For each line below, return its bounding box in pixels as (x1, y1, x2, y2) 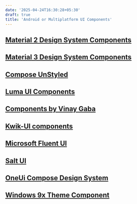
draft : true (5, 12, 30, 17)
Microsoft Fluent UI (5, 139, 67, 148)
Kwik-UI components (5, 122, 73, 130)
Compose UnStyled (5, 70, 68, 79)
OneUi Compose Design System (5, 174, 109, 182)
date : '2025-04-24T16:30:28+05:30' (5, 7, 81, 13)
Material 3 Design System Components (5, 53, 132, 61)
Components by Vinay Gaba (5, 105, 96, 113)
